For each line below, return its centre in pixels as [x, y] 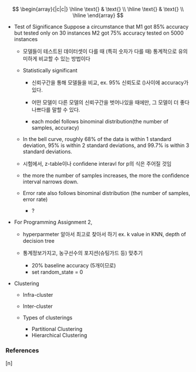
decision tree [39, 241]
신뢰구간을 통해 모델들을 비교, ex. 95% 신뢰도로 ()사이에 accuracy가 [110, 83]
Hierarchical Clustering [59, 335]
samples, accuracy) [55, 128]
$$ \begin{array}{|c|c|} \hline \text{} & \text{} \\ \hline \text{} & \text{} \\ [98, 9]
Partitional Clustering [57, 329]
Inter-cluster [38, 306]
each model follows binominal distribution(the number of [100, 121]
